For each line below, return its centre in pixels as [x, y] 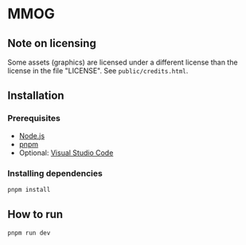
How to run [35, 214]
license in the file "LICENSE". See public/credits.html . [98, 71]
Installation [36, 96]
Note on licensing [52, 43]
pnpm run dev [29, 233]
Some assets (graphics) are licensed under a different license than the [123, 62]
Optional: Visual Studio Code [66, 153]
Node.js [32, 135]
